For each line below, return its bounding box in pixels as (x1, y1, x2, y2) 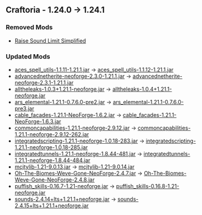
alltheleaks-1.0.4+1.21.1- (112, 85, 172, 93)
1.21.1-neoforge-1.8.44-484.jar (14, 157, 91, 164)
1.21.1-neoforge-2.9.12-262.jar (14, 130, 89, 138)
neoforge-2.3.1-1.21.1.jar (14, 79, 74, 86)
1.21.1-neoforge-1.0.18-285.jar (14, 143, 88, 151)
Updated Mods (5, 52, 50, 60)
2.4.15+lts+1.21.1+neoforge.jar (14, 202, 89, 209)
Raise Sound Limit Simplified (14, 37, 86, 44)
